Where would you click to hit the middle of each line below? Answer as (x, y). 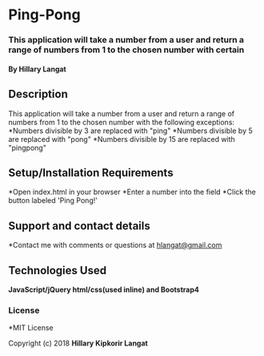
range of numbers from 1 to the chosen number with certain (126, 50)
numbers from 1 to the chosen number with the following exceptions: (121, 122)
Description (38, 94)
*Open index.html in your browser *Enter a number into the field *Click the (132, 192)
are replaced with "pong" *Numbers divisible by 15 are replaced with (122, 139)
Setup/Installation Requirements (91, 173)
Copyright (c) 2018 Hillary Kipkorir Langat (78, 343)
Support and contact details (79, 226)
